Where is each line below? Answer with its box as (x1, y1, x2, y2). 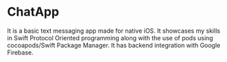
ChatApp (7, 4, 60, 20)
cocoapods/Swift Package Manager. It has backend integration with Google (7, 41, 221, 49)
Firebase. (7, 48, 34, 57)
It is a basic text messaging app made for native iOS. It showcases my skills (7, 27, 221, 35)
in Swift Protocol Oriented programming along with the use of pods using (7, 33, 214, 42)
